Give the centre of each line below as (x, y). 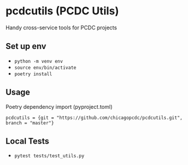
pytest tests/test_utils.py (49, 156)
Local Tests (28, 141)
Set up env (26, 46)
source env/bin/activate (45, 68)
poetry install (33, 74)
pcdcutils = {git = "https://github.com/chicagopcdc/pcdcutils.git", (94, 118)
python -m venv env (39, 61)
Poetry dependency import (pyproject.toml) (59, 106)
